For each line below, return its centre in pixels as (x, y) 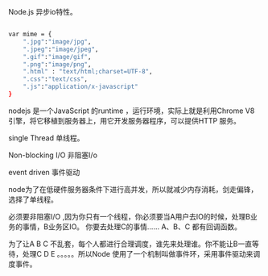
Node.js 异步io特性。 (43, 12)
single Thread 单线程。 (46, 138)
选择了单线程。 (33, 199)
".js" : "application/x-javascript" (80, 87)
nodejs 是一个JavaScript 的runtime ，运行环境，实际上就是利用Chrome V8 (132, 111)
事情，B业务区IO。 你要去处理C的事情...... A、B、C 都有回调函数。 (132, 226)
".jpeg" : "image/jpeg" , (61, 49)
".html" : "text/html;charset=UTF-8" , (88, 72)
